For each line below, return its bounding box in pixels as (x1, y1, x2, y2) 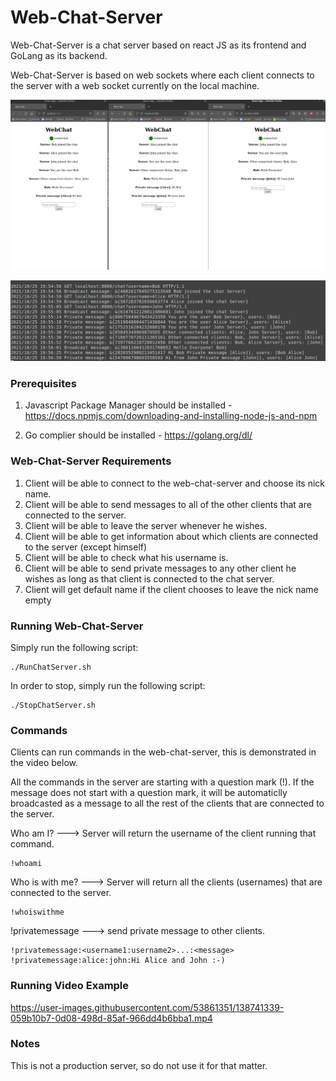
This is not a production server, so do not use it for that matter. (10, 1059, 268, 1071)
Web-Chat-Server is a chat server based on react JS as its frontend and (10, 39, 307, 51)
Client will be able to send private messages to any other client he (24, 562, 297, 574)
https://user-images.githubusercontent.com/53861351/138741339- (10, 1001, 285, 1013)
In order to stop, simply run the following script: (10, 679, 206, 691)
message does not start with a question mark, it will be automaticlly (10, 787, 288, 799)
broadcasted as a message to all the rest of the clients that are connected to (10, 797, 325, 810)
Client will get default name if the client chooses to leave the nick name (24, 583, 319, 595)
